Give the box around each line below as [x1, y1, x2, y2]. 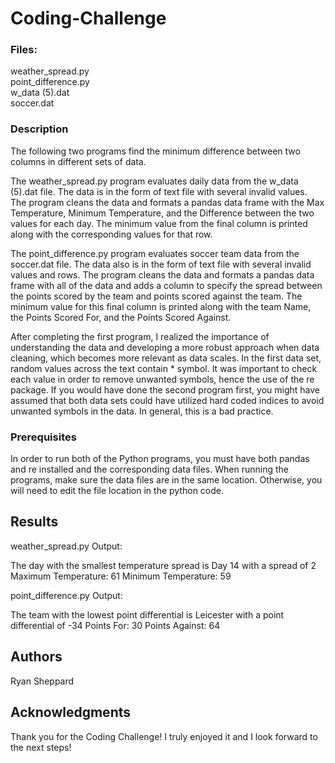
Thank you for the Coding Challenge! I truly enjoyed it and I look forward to [10, 730, 318, 742]
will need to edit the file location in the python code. [10, 485, 225, 497]
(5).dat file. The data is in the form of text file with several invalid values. [10, 185, 308, 197]
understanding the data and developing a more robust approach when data [10, 341, 320, 353]
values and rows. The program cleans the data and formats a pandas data [10, 268, 315, 281]
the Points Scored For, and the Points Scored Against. [10, 311, 232, 323]
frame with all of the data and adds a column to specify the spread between [10, 279, 323, 291]
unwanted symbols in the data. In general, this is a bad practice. [10, 405, 274, 417]
